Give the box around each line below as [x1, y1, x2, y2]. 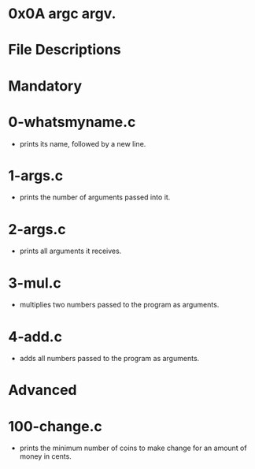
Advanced [8, 382, 77, 399]
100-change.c [8, 417, 102, 435]
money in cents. [19, 452, 72, 461]
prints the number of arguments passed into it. [19, 192, 171, 202]
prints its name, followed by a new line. [19, 139, 146, 148]
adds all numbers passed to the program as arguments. [19, 354, 200, 363]
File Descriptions [8, 41, 121, 59]
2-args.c [8, 220, 66, 238]
